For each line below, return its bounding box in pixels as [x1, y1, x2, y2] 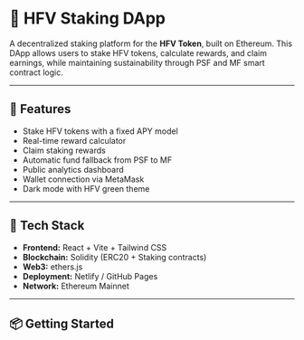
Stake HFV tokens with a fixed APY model [22, 126, 178, 137]
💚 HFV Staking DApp [9, 8, 166, 29]
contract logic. [9, 67, 63, 78]
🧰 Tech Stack [9, 218, 85, 233]
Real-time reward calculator [22, 135, 127, 146]
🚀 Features [9, 101, 71, 117]
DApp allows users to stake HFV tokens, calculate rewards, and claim [9, 47, 268, 58]
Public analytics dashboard [22, 164, 124, 175]
